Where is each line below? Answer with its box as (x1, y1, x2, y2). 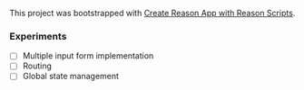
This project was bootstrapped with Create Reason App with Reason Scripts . (9, 8, 296, 18)
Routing (22, 60, 53, 71)
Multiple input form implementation (22, 50, 154, 61)
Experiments (9, 30, 67, 42)
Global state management (22, 71, 120, 82)
